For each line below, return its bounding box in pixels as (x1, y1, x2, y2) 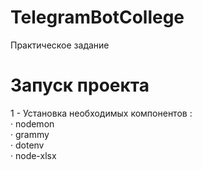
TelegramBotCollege (10, 6, 185, 29)
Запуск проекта (10, 74, 150, 97)
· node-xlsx (10, 149, 57, 161)
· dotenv (10, 139, 45, 151)
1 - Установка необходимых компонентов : (10, 107, 193, 119)
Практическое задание (10, 39, 110, 51)
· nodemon (10, 117, 55, 130)
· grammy (10, 128, 50, 140)
